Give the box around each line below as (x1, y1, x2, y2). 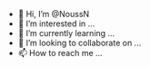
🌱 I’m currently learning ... (17, 28, 115, 38)
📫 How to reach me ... (17, 48, 103, 58)
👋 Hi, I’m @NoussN (17, 9, 90, 19)
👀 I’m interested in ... (17, 18, 95, 29)
